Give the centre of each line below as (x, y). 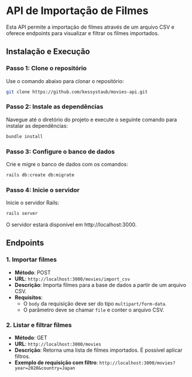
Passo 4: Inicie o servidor (43, 190)
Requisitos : (28, 297)
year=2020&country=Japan (45, 368)
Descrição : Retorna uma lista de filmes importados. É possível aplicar (98, 350)
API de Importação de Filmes (77, 11)
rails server (22, 214)
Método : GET (31, 337)
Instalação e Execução (48, 52)
